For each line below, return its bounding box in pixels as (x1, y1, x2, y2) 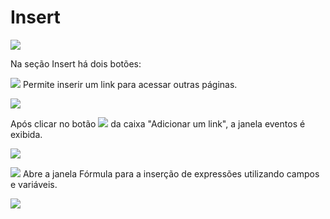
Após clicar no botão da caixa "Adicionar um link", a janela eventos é (10, 117, 306, 130)
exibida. (10, 128, 43, 140)
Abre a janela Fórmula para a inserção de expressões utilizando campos (22, 167, 320, 180)
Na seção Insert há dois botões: (10, 57, 142, 70)
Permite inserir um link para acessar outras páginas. (22, 78, 238, 90)
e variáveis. (10, 178, 58, 190)
